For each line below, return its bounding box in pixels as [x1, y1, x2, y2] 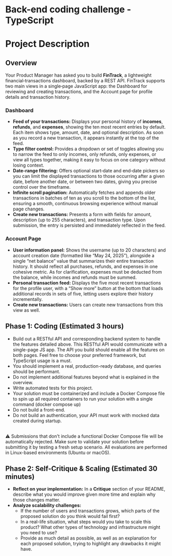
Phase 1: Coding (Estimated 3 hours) [5, 322, 124, 331]
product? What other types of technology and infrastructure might [20, 524, 161, 530]
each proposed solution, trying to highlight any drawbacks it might [20, 541, 161, 547]
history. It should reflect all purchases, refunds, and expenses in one [12, 263, 158, 270]
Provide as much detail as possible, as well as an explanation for [20, 535, 157, 541]
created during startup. [12, 418, 62, 424]
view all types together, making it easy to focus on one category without [12, 157, 166, 163]
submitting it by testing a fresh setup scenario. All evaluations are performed [5, 444, 167, 450]
